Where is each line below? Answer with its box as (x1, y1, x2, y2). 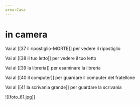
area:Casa (5, 7, 26, 12)
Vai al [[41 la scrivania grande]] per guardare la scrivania (5, 84, 122, 90)
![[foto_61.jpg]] (5, 93, 36, 100)
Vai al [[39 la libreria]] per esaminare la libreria (5, 64, 101, 70)
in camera (5, 28, 48, 40)
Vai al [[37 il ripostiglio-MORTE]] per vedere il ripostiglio (5, 45, 121, 51)
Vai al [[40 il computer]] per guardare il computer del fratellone (5, 74, 135, 80)
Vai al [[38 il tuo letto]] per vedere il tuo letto (5, 55, 97, 61)
